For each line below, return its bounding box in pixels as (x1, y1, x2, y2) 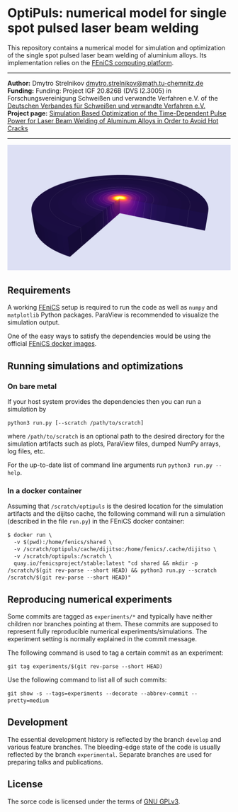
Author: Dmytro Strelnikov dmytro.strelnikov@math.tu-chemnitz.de (7, 79, 204, 87)
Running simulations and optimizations (7, 360, 183, 372)
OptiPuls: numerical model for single (7, 5, 227, 21)
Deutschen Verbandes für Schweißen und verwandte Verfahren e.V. (7, 101, 205, 110)
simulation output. (7, 318, 60, 327)
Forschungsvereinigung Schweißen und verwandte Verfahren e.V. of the (7, 94, 218, 102)
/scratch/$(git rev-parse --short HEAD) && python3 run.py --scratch (7, 567, 217, 575)
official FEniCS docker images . (7, 339, 97, 348)
